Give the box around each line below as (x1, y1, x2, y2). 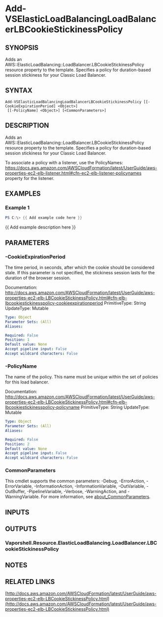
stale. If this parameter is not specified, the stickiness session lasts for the (5, 269, 155, 275)
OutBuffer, (5, 489, 26, 495)
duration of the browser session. (5, 275, 71, 281)
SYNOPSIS (5, 43, 39, 52)
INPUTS (5, 508, 29, 516)
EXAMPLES (5, 190, 41, 198)
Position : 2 (5, 441, 29, 446)
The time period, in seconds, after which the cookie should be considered (5, 264, 155, 270)
